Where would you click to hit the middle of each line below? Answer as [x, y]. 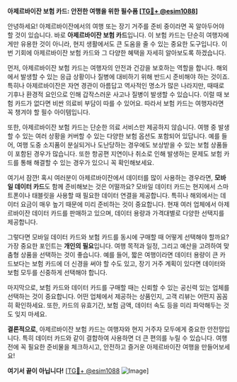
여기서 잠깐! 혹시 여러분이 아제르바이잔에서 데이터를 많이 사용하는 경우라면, [110, 178]
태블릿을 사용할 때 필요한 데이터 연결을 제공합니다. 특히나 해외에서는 [125, 195]
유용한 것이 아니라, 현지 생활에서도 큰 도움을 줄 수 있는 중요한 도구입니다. [120, 44]
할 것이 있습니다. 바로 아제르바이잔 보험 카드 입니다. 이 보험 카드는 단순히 [106, 35]
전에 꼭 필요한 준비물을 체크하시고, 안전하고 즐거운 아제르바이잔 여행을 [104, 347]
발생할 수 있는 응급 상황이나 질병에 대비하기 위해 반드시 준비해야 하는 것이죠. [125, 77]
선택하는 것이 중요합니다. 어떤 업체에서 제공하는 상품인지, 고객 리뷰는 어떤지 [111, 296]
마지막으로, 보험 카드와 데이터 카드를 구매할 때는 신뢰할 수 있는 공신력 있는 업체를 [118, 287]
